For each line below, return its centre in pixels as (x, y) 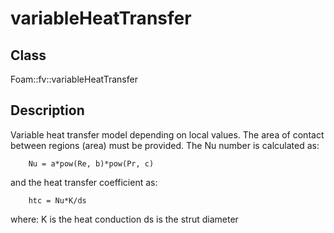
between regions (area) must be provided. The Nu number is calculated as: (165, 145)
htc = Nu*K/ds (57, 200)
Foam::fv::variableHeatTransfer (74, 79)
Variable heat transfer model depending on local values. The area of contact (167, 134)
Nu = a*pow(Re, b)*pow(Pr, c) (91, 163)
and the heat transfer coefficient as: (84, 182)
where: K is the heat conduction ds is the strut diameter (124, 219)
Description (47, 110)
